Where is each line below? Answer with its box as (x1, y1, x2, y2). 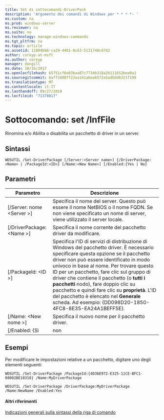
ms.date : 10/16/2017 (5, 66, 47, 71)
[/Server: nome (7, 203, 42, 210)
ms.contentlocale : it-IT (5, 84, 56, 89)
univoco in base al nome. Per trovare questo (53, 262, 154, 269)
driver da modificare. (53, 230, 101, 237)
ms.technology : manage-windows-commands (5, 35, 89, 40)
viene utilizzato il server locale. (53, 216, 123, 222)
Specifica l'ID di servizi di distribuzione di (53, 238, 147, 244)
